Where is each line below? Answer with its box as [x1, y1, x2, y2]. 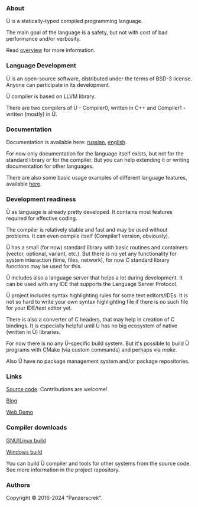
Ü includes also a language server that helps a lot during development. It [6, 274, 183, 281]
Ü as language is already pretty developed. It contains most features [6, 209, 173, 216]
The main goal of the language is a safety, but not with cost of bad [6, 29, 168, 36]
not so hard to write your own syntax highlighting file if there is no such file [6, 298, 189, 305]
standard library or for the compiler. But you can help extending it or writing [6, 156, 190, 163]
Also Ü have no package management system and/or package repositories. [6, 357, 190, 365]
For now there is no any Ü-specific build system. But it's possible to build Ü [6, 340, 189, 347]
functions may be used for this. [6, 263, 82, 270]
